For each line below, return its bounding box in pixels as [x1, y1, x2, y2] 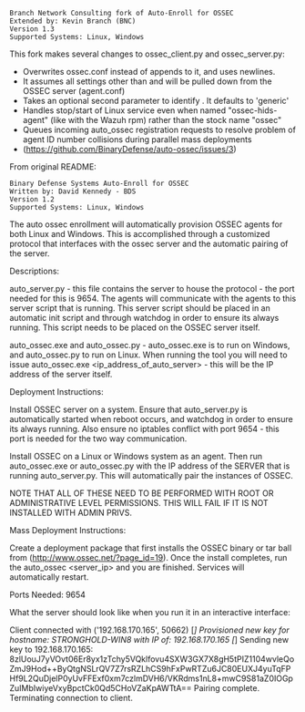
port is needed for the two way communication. [9, 433, 188, 444]
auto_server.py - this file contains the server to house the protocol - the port [9, 284, 295, 294]
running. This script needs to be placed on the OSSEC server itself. [9, 322, 261, 333]
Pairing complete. [193, 683, 260, 693]
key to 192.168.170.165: [9, 644, 94, 655]
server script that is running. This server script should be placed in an [9, 303, 271, 314]
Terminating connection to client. [9, 693, 134, 703]
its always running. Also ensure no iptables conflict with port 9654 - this [9, 424, 280, 434]
